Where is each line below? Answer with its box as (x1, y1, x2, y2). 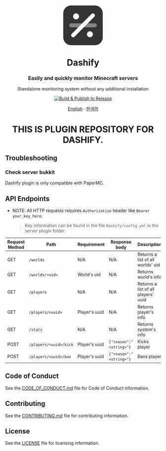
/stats (29, 327, 43, 332)
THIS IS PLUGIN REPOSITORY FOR (12, 124, 154, 135)
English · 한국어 (67, 106, 99, 112)
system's (137, 326, 156, 332)
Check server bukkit (5, 168, 55, 175)
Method (7, 244, 25, 250)
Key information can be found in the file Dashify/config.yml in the (24, 223, 159, 228)
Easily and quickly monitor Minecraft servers (28, 75, 138, 82)
